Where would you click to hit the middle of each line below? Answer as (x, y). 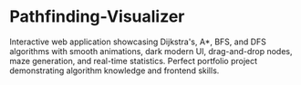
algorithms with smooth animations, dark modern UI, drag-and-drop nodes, (151, 51)
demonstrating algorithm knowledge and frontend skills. (114, 71)
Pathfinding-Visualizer (97, 17)
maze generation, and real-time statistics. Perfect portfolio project (134, 61)
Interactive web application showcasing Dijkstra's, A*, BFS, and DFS (138, 42)
